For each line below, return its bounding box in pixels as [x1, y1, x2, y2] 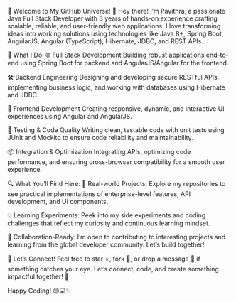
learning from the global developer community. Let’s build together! [7, 240, 205, 249]
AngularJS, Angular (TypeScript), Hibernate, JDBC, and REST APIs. [7, 37, 204, 45]
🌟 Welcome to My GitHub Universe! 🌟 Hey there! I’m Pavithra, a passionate [7, 7, 226, 15]
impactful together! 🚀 [7, 272, 70, 281]
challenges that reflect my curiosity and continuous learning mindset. [7, 219, 210, 227]
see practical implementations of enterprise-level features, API [7, 190, 191, 198]
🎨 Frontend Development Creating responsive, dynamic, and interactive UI [7, 104, 225, 113]
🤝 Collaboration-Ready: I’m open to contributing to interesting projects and [7, 233, 226, 241]
